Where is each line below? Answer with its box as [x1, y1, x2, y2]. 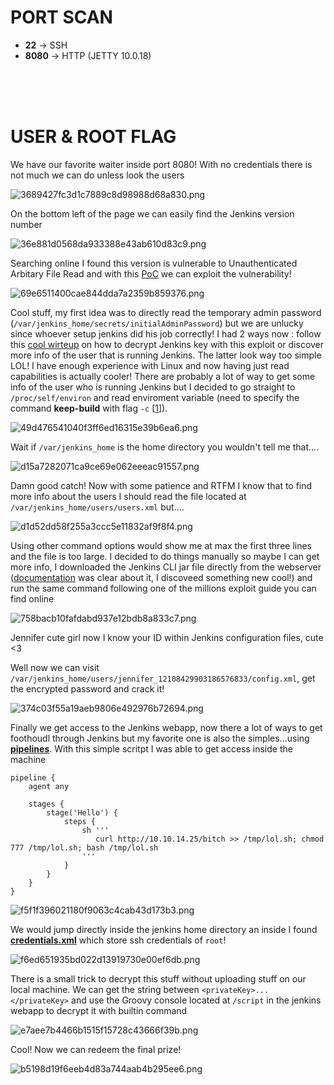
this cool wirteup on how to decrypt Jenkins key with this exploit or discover [10, 338, 325, 350]
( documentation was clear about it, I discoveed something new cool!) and [10, 571, 313, 583]
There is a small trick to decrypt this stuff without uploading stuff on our [10, 972, 307, 985]
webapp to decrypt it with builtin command [10, 1004, 188, 1016]
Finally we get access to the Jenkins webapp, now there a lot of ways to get [10, 721, 323, 733]
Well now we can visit [10, 661, 100, 673]
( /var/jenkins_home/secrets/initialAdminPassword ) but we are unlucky [10, 317, 304, 329]
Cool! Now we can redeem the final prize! [10, 1043, 182, 1055]
